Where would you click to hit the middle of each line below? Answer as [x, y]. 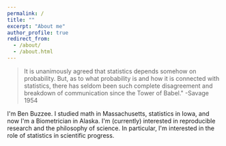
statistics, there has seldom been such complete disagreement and [118, 86]
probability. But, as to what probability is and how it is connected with [122, 78]
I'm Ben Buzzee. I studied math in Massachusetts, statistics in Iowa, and [108, 113]
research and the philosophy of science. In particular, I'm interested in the [111, 128]
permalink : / [26, 13]
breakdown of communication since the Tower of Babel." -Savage [116, 93]
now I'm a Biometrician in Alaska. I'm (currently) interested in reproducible [111, 121]
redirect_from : [29, 39]
